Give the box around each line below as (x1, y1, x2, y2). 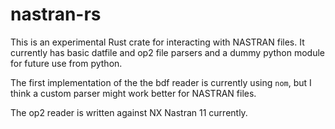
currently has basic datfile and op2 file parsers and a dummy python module (10, 46, 326, 58)
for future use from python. (10, 57, 123, 69)
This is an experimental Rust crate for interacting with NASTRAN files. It (10, 36, 305, 48)
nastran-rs (10, 3, 102, 26)
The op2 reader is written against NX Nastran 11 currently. (10, 106, 248, 118)
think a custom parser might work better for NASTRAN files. (10, 87, 257, 99)
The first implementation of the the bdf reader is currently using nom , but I (10, 76, 312, 88)
